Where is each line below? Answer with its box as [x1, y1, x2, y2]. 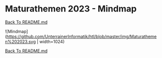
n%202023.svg [5, 38, 36, 44]
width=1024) [39, 38, 65, 44]
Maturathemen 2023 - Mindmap [5, 3, 137, 14]
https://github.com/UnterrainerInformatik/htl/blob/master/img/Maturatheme [6, 34, 157, 39]
